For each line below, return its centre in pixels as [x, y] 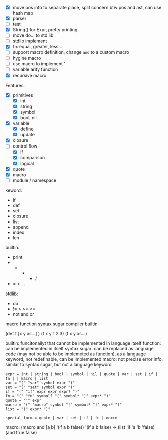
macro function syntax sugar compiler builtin [51, 324]
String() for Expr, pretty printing [45, 30]
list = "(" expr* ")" [28, 409]
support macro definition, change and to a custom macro [71, 52]
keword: [14, 190]
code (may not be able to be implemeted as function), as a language [76, 354]
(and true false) [21, 432]
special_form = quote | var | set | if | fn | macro [61, 418]
